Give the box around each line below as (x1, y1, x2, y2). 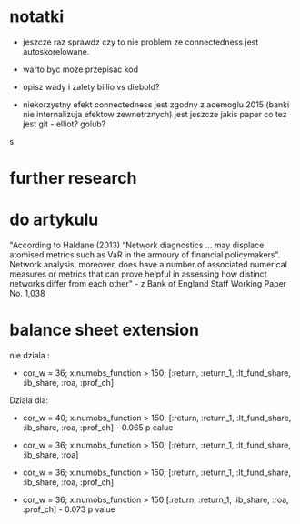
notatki (9, 6, 65, 27)
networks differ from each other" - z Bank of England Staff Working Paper (9, 278, 287, 289)
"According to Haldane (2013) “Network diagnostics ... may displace (9, 239, 265, 251)
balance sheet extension (9, 320, 200, 340)
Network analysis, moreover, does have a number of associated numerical (9, 259, 288, 270)
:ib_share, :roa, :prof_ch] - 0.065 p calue (22, 422, 174, 433)
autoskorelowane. (22, 45, 90, 56)
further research (9, 168, 137, 188)
